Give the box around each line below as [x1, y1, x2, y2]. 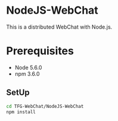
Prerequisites [6, 44, 74, 58]
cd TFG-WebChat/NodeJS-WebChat [6, 103, 84, 109]
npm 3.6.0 [14, 70, 40, 77]
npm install [6, 108, 36, 115]
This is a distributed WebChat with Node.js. [6, 23, 113, 30]
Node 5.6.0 [14, 64, 42, 71]
